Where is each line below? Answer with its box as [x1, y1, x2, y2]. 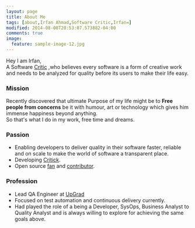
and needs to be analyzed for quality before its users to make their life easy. [6, 70, 189, 77]
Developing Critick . [14, 156, 61, 164]
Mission [6, 84, 29, 92]
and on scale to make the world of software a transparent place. [14, 150, 169, 157]
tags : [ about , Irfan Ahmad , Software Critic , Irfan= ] [6, 19, 132, 25]
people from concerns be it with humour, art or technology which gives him [6, 103, 189, 111]
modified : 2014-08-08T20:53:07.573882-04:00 [6, 25, 116, 31]
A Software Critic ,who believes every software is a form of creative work [6, 63, 182, 70]
